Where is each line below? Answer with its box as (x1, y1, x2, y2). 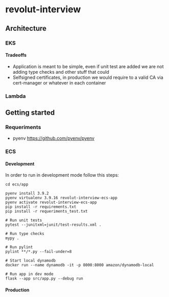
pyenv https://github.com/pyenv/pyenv (12, 135, 94, 141)
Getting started (5, 109, 55, 117)
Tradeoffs (5, 52, 27, 58)
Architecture (5, 24, 47, 33)
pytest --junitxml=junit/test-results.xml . (5, 222, 102, 227)
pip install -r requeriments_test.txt (5, 209, 88, 214)
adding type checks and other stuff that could (12, 69, 109, 75)
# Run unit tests (5, 218, 42, 223)
